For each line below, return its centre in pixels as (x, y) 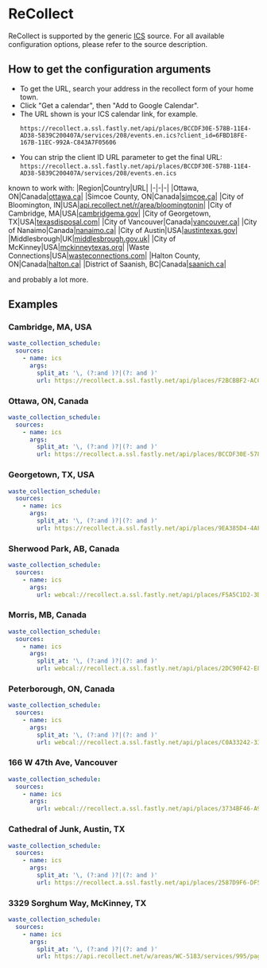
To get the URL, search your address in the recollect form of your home (137, 88)
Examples (33, 304)
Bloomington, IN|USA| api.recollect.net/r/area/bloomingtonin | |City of (120, 204)
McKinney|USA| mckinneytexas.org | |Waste (79, 247)
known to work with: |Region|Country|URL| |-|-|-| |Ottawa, (104, 188)
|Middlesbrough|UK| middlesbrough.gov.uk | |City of (92, 239)
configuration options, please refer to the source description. (108, 44)
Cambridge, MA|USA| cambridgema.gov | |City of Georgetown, (110, 213)
